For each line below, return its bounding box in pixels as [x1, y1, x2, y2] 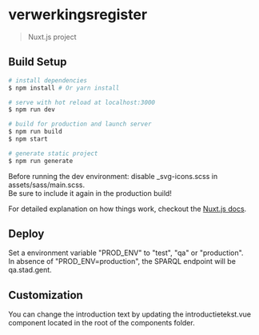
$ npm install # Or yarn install [8, 84, 120, 92]
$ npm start [8, 135, 48, 143]
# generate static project [8, 150, 98, 158]
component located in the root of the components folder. [8, 318, 195, 328]
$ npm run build [8, 128, 62, 136]
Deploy [8, 227, 45, 241]
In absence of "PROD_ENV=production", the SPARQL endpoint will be [8, 257, 236, 266]
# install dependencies [8, 76, 88, 85]
